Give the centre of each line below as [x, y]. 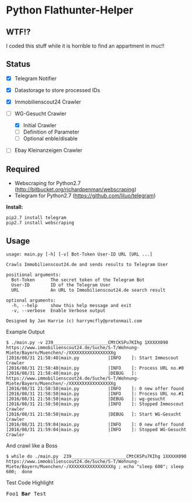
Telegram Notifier [36, 78]
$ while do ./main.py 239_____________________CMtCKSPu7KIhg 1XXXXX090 [96, 456]
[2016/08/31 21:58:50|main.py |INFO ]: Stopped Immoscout [95, 404]
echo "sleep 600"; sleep [153, 466]
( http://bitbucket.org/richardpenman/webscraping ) [76, 189]
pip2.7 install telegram [36, 218]
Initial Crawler [40, 125]
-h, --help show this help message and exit [71, 305]
